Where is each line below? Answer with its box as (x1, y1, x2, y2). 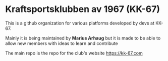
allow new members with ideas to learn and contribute (5, 40, 119, 46)
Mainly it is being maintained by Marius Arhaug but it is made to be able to (5, 35, 161, 41)
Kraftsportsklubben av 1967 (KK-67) (5, 3, 160, 15)
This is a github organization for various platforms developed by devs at (5, 20, 155, 26)
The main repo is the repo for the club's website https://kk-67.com (5, 50, 143, 56)
